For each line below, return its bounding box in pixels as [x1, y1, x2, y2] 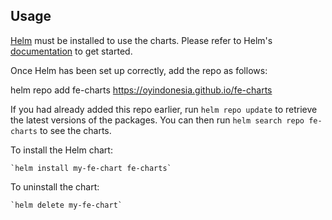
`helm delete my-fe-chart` [10, 200, 123, 210]
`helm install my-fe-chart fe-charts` [10, 163, 172, 173]
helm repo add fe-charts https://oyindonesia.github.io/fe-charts [10, 84, 273, 96]
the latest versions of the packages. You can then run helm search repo [10, 114, 305, 126]
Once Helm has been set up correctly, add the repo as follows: [10, 64, 268, 76]
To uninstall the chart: [10, 180, 100, 193]
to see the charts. [39, 124, 112, 136]
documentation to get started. [10, 45, 133, 57]
